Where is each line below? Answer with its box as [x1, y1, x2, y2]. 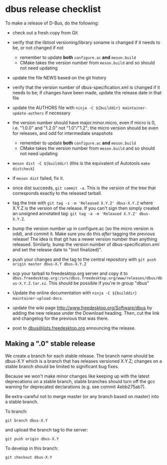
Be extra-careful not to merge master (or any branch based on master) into [5, 393, 160, 399]
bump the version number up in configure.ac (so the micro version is [12, 225, 154, 231]
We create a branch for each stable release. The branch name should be [5, 353, 154, 359]
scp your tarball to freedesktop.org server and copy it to [12, 270, 128, 276]
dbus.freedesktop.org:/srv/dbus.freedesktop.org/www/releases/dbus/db [12, 276, 163, 281]
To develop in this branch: [5, 445, 59, 451]
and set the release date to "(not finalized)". [12, 246, 102, 253]
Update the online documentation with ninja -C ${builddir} [12, 290, 137, 296]
